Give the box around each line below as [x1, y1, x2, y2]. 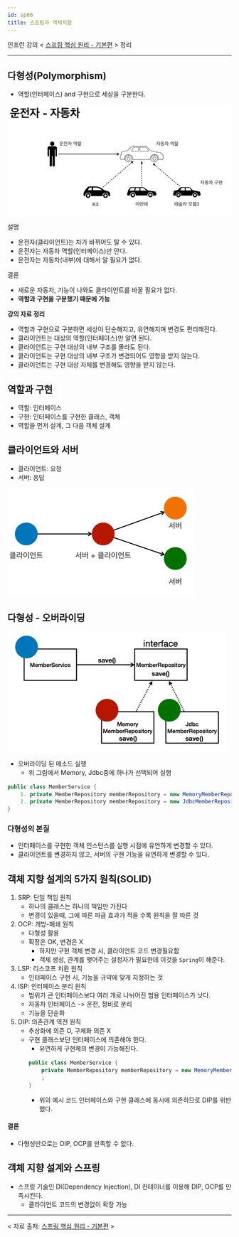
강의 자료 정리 [7, 310, 45, 318]
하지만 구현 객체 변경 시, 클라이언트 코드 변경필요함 [38, 946, 180, 955]
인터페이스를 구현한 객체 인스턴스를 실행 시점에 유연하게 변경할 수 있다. [17, 841, 213, 850]
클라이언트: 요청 [17, 464, 62, 473]
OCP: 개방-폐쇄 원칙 [17, 920, 75, 928]
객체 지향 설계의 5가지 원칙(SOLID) [7, 873, 152, 885]
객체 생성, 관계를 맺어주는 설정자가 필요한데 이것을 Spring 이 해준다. [38, 955, 225, 964]
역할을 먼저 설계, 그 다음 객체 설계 [17, 422, 111, 430]
